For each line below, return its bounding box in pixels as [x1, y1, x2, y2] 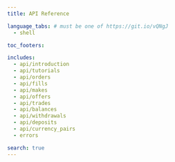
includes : [7, 54, 36, 61]
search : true [7, 144, 45, 152]
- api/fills [13, 80, 48, 87]
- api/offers [13, 93, 51, 100]
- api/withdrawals [13, 113, 67, 120]
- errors [13, 131, 39, 139]
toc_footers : [7, 42, 45, 49]
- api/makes [13, 86, 48, 94]
